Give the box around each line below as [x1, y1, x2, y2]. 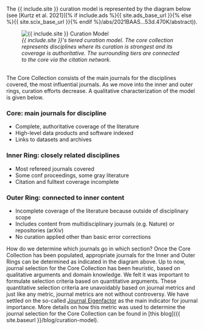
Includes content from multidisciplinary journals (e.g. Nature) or [15, 220, 175, 227]
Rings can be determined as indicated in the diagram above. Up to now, [6, 258, 186, 265]
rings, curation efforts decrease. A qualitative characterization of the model [6, 87, 195, 94]
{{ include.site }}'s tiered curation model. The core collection [21, 37, 174, 43]
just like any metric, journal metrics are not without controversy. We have [6, 290, 189, 298]
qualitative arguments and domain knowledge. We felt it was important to [6, 271, 190, 278]
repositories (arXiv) [15, 226, 64, 234]
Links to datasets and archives [15, 136, 92, 143]
